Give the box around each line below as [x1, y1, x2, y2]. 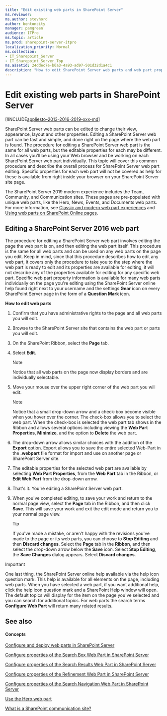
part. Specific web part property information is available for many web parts [5, 275, 161, 281]
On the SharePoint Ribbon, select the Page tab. [12, 340, 109, 346]
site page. [5, 179, 26, 185]
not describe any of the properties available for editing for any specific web [5, 269, 160, 275]
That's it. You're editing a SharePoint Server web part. [12, 485, 123, 491]
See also [5, 617, 32, 626]
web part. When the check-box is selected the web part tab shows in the [12, 419, 162, 425]
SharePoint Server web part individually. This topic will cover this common [5, 158, 158, 164]
